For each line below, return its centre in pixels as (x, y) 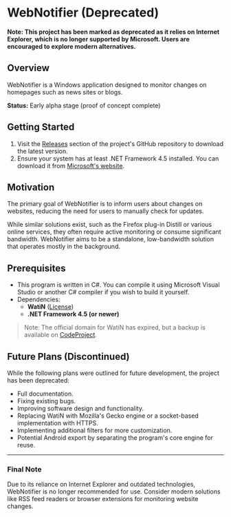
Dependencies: (38, 300)
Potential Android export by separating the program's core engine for (115, 438)
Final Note (25, 469)
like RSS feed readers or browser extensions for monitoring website (103, 499)
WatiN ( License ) (51, 307)
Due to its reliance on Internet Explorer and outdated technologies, (101, 485)
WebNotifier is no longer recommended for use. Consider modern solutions (114, 491)
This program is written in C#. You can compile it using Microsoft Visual (118, 285)
